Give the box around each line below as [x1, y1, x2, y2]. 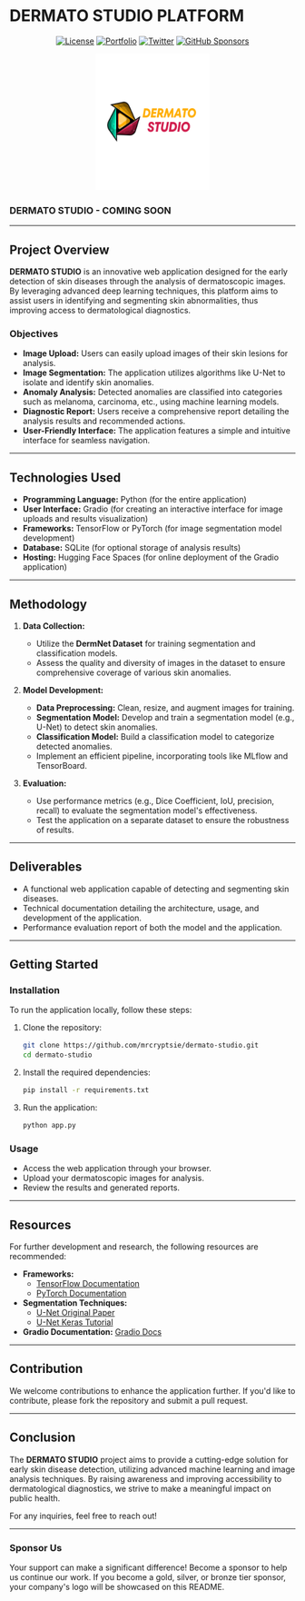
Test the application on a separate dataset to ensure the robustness [35, 814, 290, 825]
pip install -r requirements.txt [22, 1086, 150, 1095]
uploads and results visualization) [22, 513, 149, 524]
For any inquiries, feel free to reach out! [9, 1510, 157, 1521]
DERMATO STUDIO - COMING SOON [9, 204, 172, 216]
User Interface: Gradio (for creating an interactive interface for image [22, 503, 283, 514]
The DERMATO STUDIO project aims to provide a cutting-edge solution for [9, 1454, 289, 1465]
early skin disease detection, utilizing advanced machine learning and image [9, 1464, 296, 1475]
